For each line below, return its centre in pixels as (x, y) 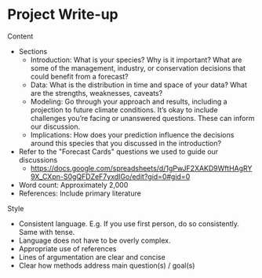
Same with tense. (47, 232)
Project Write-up (63, 15)
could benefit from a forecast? (79, 76)
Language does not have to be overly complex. (95, 240)
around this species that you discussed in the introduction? (126, 143)
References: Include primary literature (80, 193)
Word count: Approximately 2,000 (73, 185)
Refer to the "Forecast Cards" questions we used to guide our (118, 152)
